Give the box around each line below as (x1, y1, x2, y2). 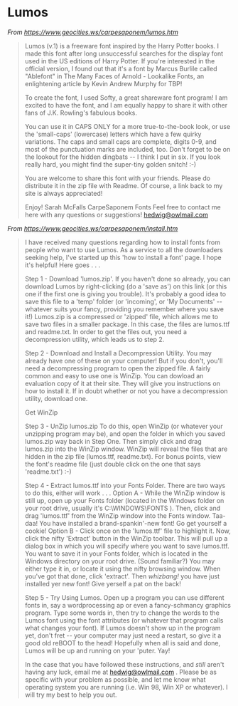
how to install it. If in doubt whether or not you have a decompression (24, 386, 228, 395)
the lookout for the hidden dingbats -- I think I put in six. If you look (24, 152, 221, 161)
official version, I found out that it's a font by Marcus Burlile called (24, 64, 217, 73)
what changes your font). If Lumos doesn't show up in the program (24, 623, 222, 632)
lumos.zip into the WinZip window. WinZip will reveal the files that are (24, 445, 228, 453)
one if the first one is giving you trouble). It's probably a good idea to (24, 289, 226, 298)
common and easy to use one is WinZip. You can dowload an (24, 371, 204, 380)
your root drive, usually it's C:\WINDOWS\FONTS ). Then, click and (24, 504, 221, 512)
